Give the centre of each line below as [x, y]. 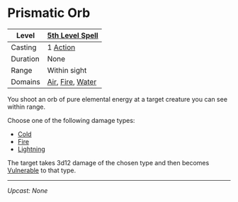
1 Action [61, 47]
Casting [24, 47]
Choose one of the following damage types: [71, 120]
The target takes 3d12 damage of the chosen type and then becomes [108, 162]
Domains [25, 81]
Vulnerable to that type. [42, 170]
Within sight [67, 70]
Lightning [32, 149]
